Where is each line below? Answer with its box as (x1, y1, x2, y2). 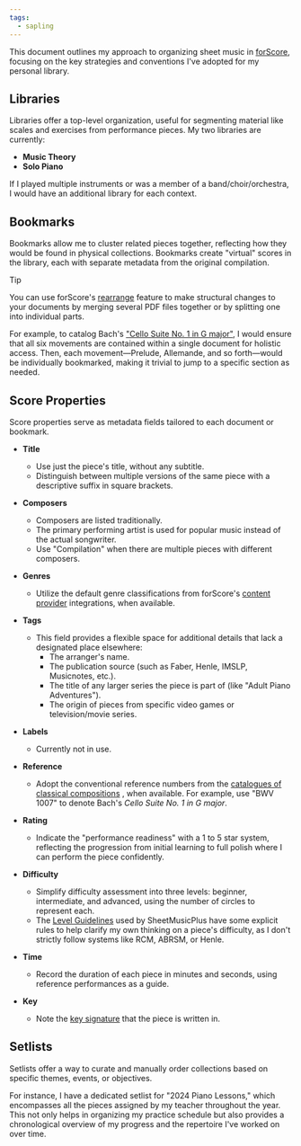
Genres (22, 570, 51, 581)
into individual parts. (9, 311, 85, 322)
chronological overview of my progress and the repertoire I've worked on (9, 1118, 280, 1129)
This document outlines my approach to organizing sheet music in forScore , (9, 46, 290, 57)
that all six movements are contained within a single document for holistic (9, 338, 281, 349)
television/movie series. (49, 708, 137, 719)
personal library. (9, 65, 70, 76)
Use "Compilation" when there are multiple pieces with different (35, 543, 272, 554)
